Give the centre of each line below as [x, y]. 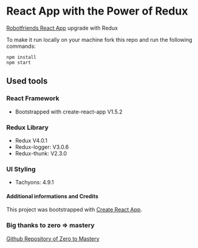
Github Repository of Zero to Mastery [53, 238]
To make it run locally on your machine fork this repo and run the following [99, 39]
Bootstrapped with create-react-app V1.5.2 [69, 112]
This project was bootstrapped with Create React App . [74, 210]
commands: [21, 46]
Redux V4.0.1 [31, 140]
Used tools [27, 81]
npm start [19, 62]
